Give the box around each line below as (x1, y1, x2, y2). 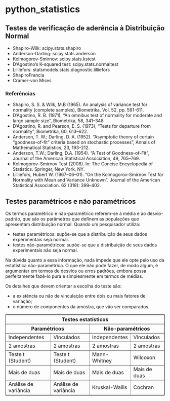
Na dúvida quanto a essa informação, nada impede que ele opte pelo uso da (5, 257, 164, 263)
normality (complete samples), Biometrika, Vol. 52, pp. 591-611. (12, 107, 144, 113)
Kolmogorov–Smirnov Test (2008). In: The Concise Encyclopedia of (12, 161, 153, 167)
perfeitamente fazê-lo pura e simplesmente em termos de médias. (5, 273, 143, 279)
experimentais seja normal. (12, 237, 69, 243)
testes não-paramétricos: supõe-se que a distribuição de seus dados (12, 242, 157, 248)
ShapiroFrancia (12, 72, 45, 78)
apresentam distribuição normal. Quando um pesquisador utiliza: (5, 222, 141, 228)
